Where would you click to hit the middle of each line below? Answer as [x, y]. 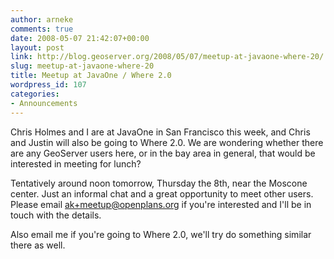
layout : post [37, 47]
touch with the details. [56, 215]
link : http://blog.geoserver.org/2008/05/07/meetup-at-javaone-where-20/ [167, 57]
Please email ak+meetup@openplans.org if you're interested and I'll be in [161, 204]
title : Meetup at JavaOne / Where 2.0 [91, 76]
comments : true [42, 29]
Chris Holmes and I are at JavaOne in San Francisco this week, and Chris [160, 132]
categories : [35, 94]
